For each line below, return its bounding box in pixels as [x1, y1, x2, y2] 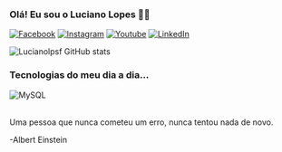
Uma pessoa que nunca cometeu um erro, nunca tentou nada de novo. [9, 117, 274, 128]
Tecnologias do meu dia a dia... [9, 69, 150, 81]
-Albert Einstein [9, 134, 68, 145]
